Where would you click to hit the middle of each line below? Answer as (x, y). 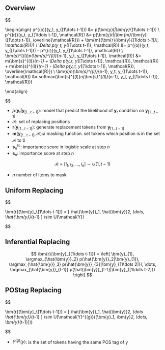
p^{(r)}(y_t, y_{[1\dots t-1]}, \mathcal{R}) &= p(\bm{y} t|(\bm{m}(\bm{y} (76, 34)
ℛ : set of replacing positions (41, 121)
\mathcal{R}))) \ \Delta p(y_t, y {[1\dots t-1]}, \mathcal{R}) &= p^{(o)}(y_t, (77, 45)
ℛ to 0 (19, 140)
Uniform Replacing (34, 190)
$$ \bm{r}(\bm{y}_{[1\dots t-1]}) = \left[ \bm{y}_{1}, (82, 254)
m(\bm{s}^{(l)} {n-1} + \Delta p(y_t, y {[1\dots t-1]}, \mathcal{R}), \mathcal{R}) (82, 61)
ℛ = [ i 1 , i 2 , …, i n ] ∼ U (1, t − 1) (82, 165)
